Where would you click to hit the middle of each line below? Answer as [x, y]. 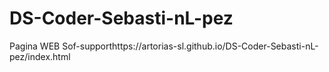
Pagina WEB [35, 46]
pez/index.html [40, 56]
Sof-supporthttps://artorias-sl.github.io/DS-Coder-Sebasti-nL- [190, 46]
